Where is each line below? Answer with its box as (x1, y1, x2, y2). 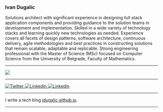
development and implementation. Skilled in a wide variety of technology (5, 25, 151, 31)
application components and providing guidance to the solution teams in (5, 20, 149, 26)
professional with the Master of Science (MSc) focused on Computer (5, 51, 143, 56)
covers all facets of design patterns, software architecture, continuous (5, 35, 146, 41)
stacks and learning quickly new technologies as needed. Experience (5, 30, 144, 36)
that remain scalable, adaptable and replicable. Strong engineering (5, 45, 138, 52)
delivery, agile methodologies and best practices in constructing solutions (5, 41, 153, 46)
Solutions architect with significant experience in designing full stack (5, 15, 143, 21)
